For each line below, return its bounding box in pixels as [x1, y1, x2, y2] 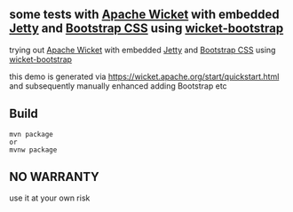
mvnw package [9, 145, 58, 154]
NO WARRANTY [9, 169, 99, 185]
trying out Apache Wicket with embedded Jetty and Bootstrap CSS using [9, 44, 276, 55]
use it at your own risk [9, 192, 91, 203]
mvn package [9, 130, 53, 138]
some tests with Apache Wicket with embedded [9, 7, 280, 22]
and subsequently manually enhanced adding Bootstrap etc [9, 80, 228, 91]
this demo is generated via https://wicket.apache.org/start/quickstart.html [9, 71, 280, 82]
